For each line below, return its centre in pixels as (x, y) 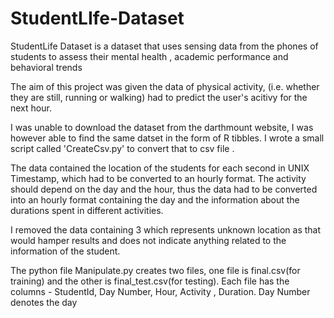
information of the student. (65, 251)
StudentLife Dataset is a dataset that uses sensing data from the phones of (164, 46)
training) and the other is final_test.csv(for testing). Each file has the (150, 281)
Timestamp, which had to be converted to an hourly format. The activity (158, 178)
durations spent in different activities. (87, 210)
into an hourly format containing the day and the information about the (155, 199)
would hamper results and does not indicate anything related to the (148, 240)
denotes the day (44, 302)
